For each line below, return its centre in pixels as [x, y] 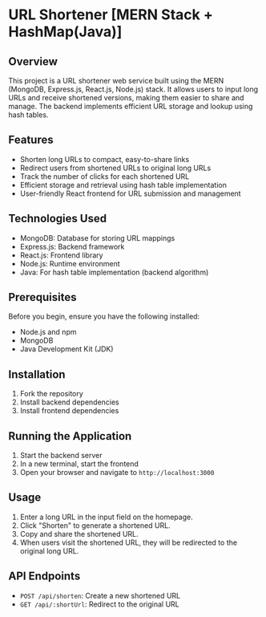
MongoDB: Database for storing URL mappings [97, 237]
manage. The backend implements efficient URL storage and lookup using [131, 106]
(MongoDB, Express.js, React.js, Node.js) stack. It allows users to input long [133, 89]
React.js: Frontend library [61, 255]
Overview [33, 61]
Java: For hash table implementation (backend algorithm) [114, 272]
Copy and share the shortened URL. [79, 534]
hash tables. [28, 115]
